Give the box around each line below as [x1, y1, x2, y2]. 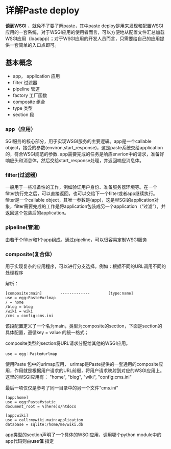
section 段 [12, 111, 34, 118]
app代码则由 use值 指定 [5, 438, 54, 444]
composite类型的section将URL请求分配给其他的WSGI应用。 [5, 340, 131, 346]
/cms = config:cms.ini [5, 313, 54, 318]
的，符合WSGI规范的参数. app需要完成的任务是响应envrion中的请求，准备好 [5, 151, 164, 157]
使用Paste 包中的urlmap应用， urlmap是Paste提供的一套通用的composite [5, 361, 159, 367]
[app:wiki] [5, 413, 29, 418]
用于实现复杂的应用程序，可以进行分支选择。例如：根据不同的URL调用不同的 [5, 263, 166, 269]
